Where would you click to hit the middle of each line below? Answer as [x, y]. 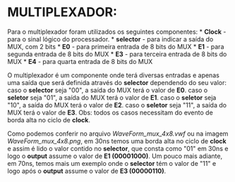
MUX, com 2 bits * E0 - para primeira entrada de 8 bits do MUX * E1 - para [116, 46]
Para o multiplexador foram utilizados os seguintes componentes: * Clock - [117, 32]
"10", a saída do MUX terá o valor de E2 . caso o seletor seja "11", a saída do [117, 105]
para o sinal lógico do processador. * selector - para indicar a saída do [110, 39]
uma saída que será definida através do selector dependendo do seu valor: [117, 82]
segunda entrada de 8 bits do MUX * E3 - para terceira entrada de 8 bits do [117, 54]
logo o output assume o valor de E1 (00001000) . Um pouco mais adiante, [115, 156]
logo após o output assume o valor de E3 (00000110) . [87, 171]
